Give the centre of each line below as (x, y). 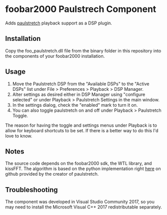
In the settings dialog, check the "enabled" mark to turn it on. (75, 105)
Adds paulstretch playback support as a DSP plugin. (59, 23)
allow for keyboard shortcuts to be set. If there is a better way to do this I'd (82, 130)
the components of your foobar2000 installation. (55, 56)
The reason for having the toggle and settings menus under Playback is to (81, 125)
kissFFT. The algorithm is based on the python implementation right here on (83, 169)
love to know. (19, 136)
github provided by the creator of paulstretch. (52, 174)
